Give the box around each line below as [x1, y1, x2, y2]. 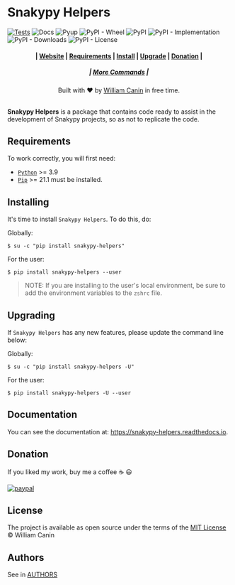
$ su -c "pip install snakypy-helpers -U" [7, 363, 134, 370]
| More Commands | [88, 68, 149, 77]
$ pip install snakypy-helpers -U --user [7, 389, 132, 397]
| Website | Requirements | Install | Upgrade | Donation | [35, 51, 203, 60]
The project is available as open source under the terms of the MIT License [7, 523, 227, 532]
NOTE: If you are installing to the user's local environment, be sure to [24, 281, 226, 290]
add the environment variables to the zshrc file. [24, 289, 163, 297]
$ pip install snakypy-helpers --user [7, 269, 122, 276]
